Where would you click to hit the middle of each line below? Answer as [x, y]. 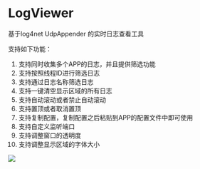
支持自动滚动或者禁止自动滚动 [62, 99]
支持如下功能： [30, 48]
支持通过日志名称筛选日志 [56, 82]
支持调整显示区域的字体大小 [59, 144]
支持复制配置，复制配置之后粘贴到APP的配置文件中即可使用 [106, 117]
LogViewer [41, 13]
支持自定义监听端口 [47, 126]
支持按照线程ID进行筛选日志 [59, 73]
